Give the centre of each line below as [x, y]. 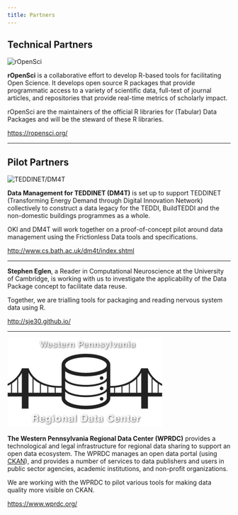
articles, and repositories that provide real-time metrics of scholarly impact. [118, 98]
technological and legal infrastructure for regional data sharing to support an [119, 446]
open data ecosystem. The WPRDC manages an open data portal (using [112, 454]
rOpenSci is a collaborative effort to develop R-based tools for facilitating [114, 75]
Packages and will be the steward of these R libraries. [86, 119]
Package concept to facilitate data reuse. [67, 286]
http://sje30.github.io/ [39, 321]
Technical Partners [50, 45]
